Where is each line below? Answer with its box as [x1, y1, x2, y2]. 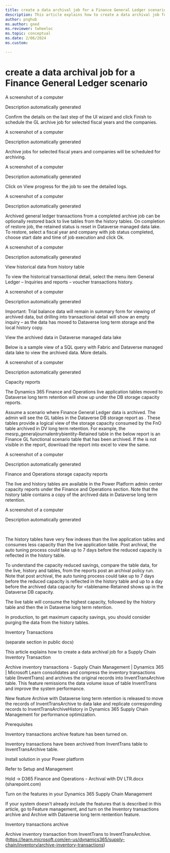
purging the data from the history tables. [5, 619, 90, 625]
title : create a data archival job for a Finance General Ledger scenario [5, 7, 166, 13]
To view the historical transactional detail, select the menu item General [5, 273, 154, 279]
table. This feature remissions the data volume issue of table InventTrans [5, 680, 157, 686]
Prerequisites [5, 721, 33, 727]
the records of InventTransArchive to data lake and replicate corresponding [5, 701, 162, 707]
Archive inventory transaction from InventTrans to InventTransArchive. [5, 831, 152, 837]
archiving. [5, 154, 26, 160]
